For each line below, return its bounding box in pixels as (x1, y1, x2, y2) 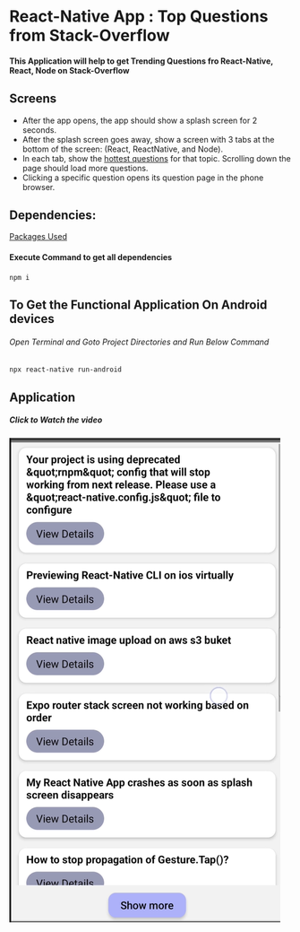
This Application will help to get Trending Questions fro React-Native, (9, 56, 274, 66)
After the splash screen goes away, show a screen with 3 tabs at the (21, 134, 275, 144)
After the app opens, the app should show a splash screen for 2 (21, 115, 258, 126)
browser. (21, 181, 56, 192)
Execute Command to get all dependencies (9, 252, 173, 262)
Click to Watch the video (9, 414, 103, 425)
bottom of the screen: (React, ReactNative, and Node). (21, 144, 224, 154)
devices (9, 311, 56, 327)
